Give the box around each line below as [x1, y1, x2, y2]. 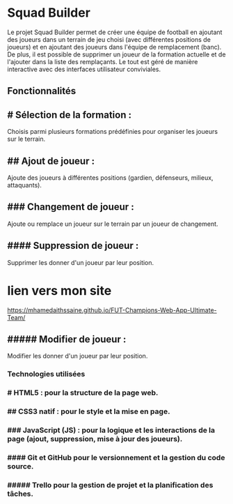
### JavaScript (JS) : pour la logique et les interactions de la [7, 425, 216, 435]
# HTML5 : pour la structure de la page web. [7, 388, 159, 398]
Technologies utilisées [7, 369, 86, 379]
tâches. [7, 489, 33, 498]
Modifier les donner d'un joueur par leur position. [7, 352, 148, 360]
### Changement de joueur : [7, 201, 134, 213]
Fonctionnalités [7, 85, 77, 97]
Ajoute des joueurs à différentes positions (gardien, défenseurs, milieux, [7, 173, 214, 182]
